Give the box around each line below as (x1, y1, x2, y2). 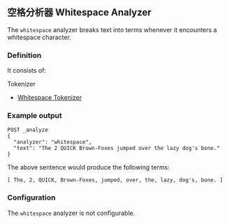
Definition (7, 50, 42, 60)
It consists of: (7, 66, 47, 75)
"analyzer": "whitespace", (13, 139, 92, 146)
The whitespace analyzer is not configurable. (7, 209, 135, 217)
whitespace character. (7, 33, 72, 41)
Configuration (7, 193, 56, 202)
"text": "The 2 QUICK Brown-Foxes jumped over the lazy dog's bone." (13, 145, 220, 152)
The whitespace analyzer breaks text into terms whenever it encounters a (7, 25, 218, 33)
